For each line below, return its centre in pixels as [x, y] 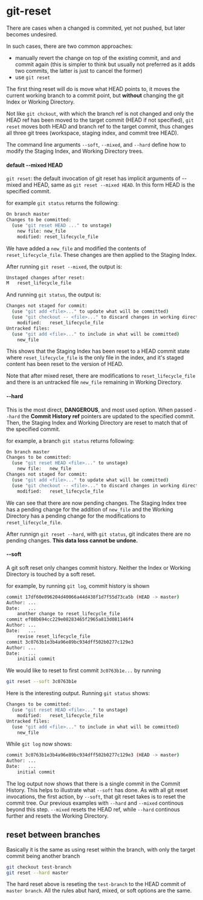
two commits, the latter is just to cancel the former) [79, 70]
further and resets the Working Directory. [57, 816]
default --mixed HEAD [35, 165]
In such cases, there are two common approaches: [69, 46]
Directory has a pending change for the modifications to [76, 516]
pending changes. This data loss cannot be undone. [72, 540]
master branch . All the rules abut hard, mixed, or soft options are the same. [99, 891]
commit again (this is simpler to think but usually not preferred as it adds [105, 64]
